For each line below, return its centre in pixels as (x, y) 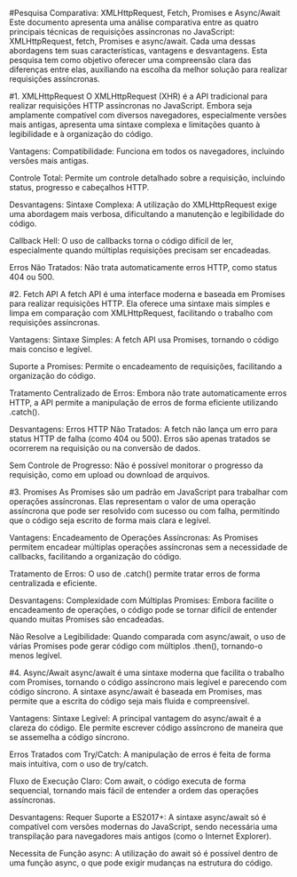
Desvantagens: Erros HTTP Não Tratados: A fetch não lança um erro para (143, 429)
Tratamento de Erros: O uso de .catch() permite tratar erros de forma (135, 574)
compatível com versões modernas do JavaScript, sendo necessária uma (143, 827)
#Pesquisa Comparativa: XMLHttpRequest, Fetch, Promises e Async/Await (145, 13)
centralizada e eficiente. (53, 583)
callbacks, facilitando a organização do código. (95, 556)
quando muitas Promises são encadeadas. (87, 619)
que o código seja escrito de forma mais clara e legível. (110, 520)
